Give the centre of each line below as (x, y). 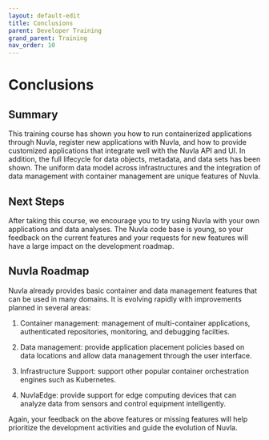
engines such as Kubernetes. (68, 379)
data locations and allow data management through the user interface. (136, 355)
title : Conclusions (41, 23)
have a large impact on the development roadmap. (91, 246)
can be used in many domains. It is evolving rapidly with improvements (125, 299)
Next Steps (36, 201)
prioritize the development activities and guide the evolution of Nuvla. (123, 427)
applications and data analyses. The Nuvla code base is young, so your (126, 229)
